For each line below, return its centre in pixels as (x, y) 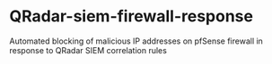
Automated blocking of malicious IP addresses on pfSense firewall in (136, 41)
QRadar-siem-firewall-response (132, 16)
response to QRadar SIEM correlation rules (88, 50)
